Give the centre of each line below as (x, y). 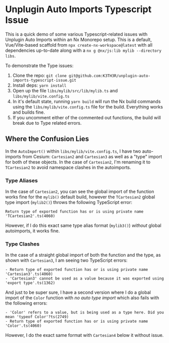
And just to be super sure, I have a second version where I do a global (78, 292)
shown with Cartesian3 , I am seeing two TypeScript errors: (67, 260)
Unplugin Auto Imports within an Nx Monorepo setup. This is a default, (78, 40)
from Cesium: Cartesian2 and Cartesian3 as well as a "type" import (92, 156)
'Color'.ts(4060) (24, 326)
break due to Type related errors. (47, 123)
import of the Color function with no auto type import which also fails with (82, 298)
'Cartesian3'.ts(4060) (29, 274)
